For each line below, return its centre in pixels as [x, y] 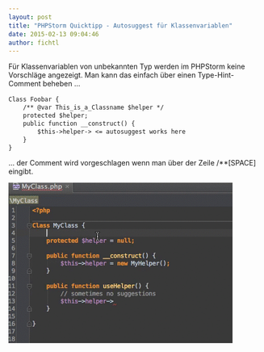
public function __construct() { [79, 124]
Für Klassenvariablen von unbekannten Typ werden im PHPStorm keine [127, 67]
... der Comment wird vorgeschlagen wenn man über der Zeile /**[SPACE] [132, 163]
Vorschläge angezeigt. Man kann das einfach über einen [102, 75]
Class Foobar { [34, 100]
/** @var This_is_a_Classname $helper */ [93, 108]
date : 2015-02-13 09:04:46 [54, 34]
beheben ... [62, 84]
